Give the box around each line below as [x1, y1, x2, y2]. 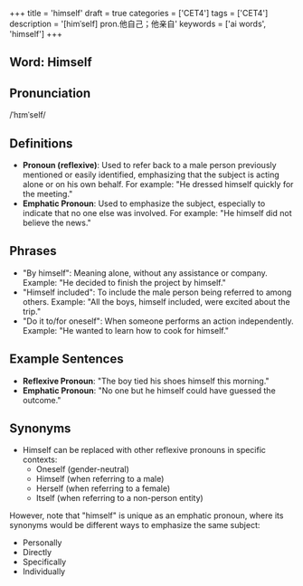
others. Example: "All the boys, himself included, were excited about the [22, 296, 291, 307]
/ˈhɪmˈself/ [9, 109, 47, 120]
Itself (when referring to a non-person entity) [35, 493, 204, 504]
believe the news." [22, 217, 92, 229]
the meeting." [22, 189, 73, 200]
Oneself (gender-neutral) [35, 464, 129, 475]
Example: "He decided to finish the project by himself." [22, 277, 226, 288]
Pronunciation [9, 85, 91, 100]
